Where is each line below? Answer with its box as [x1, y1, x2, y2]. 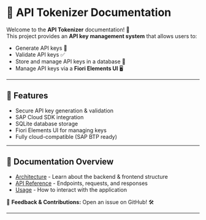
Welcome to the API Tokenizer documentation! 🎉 [6, 26, 130, 33]
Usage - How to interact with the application [15, 186, 128, 193]
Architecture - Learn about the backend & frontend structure [15, 173, 169, 180]
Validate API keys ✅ [15, 50, 66, 58]
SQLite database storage [15, 120, 78, 127]
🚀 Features [6, 90, 48, 101]
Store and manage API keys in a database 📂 [15, 58, 126, 65]
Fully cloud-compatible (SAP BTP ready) [15, 133, 118, 140]
